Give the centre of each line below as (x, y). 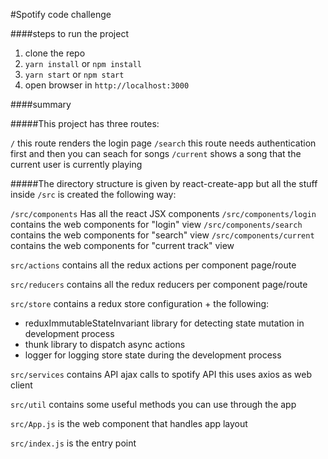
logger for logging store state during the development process (153, 355)
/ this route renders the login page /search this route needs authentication (163, 143)
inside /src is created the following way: (93, 194)
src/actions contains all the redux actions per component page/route (153, 265)
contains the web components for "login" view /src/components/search (156, 224)
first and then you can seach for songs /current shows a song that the (156, 153)
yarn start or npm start (74, 74)
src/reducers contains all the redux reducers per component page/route (159, 284)
